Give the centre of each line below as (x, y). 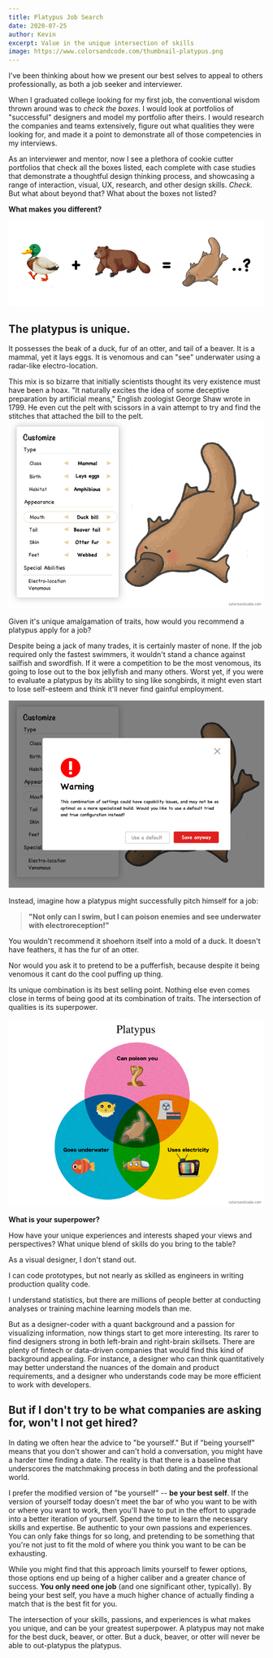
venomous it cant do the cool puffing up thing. (86, 974)
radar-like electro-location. (53, 365)
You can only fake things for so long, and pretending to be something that (132, 1536)
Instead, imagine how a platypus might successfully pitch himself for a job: (133, 901)
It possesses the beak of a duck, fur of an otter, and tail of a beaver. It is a (132, 348)
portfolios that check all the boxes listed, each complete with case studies (132, 168)
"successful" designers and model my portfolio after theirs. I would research (136, 117)
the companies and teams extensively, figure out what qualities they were (131, 126)
